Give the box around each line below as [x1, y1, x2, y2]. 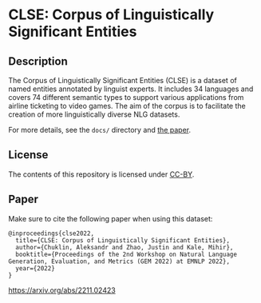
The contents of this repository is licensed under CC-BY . [8, 169, 195, 179]
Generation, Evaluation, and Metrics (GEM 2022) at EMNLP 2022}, [8, 257, 230, 265]
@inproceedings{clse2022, [8, 229, 94, 237]
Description [8, 54, 68, 68]
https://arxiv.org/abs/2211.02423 [8, 285, 116, 295]
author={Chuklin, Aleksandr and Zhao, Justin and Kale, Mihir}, [15, 243, 234, 251]
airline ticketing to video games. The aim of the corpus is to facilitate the [8, 102, 246, 110]
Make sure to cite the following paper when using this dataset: [8, 213, 213, 223]
